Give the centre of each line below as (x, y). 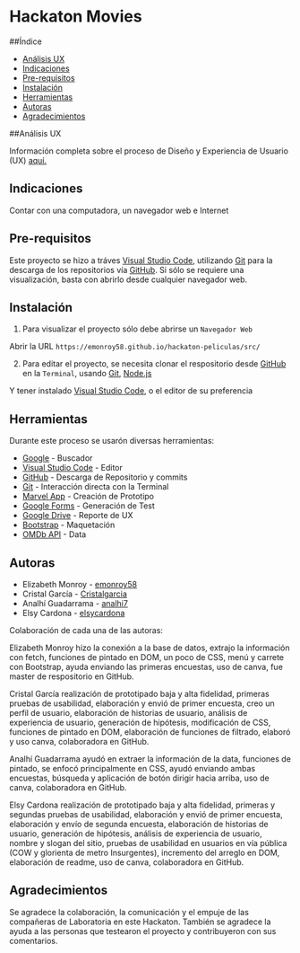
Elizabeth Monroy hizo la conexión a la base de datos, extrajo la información (150, 648)
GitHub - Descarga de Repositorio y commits (105, 477)
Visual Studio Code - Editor (73, 468)
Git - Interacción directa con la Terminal (95, 487)
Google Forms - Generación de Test (88, 506)
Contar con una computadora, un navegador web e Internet (119, 210)
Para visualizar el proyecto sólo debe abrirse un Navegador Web (137, 329)
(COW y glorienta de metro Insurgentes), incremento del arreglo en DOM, (145, 852)
